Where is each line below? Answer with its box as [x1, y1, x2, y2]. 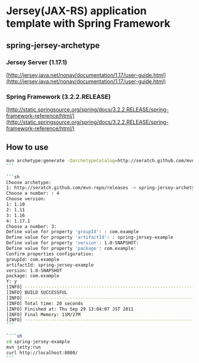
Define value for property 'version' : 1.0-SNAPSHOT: [6, 240, 139, 246]
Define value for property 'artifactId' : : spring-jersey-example [6, 234, 174, 240]
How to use [6, 142, 49, 152]
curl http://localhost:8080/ [6, 349, 78, 356]
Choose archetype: [6, 179, 52, 185]
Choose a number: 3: [6, 223, 57, 229]
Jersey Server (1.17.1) [6, 58, 68, 66]
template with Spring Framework [6, 17, 171, 30]
